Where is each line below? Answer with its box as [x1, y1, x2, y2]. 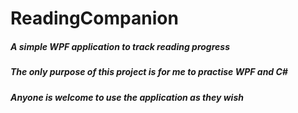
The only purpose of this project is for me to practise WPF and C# [10, 66, 288, 78]
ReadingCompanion [10, 7, 179, 30]
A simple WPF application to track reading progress [10, 40, 231, 52]
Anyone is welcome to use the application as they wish [10, 91, 244, 103]
